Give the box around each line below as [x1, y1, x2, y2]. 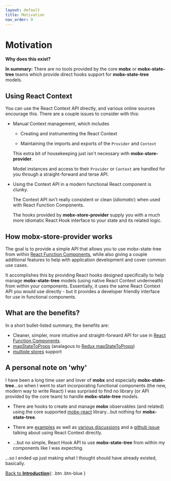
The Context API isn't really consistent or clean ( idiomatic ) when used [12, 197, 160, 203]
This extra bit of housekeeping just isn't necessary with [12, 151, 130, 157]
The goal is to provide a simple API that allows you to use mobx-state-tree [5, 245, 162, 252]
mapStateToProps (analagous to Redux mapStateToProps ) [12, 343, 135, 349]
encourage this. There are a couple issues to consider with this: [5, 111, 140, 117]
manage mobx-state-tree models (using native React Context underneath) [5, 277, 163, 283]
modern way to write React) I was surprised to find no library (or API [5, 388, 149, 394]
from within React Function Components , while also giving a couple [5, 251, 147, 257]
